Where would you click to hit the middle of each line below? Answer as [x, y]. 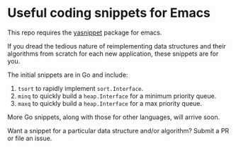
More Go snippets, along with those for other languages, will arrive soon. [114, 117]
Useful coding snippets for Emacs [109, 13]
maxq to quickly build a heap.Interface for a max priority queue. [110, 103]
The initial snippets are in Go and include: [68, 75]
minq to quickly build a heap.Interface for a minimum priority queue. [117, 96]
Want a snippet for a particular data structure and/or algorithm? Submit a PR [118, 130]
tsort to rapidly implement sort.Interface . [80, 88]
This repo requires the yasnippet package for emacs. [85, 32]
